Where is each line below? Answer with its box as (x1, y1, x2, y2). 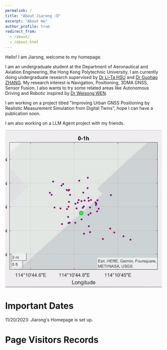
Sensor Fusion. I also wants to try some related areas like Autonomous (5, 85, 149, 91)
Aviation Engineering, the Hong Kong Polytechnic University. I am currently (5, 69, 159, 75)
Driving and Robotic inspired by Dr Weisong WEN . (5, 90, 107, 96)
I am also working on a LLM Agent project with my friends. (5, 120, 125, 126)
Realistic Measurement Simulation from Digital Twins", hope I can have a (5, 105, 153, 111)
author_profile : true (5, 24, 50, 29)
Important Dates (5, 300, 74, 312)
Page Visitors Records (5, 335, 99, 346)
